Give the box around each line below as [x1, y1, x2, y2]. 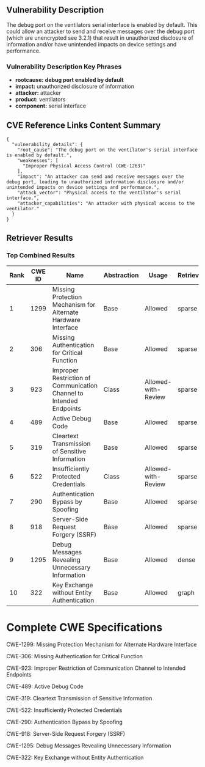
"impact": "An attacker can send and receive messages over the [17, 174, 184, 180]
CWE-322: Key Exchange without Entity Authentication [6, 754, 144, 761]
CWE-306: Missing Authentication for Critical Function [6, 652, 143, 659]
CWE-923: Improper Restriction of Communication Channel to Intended [6, 664, 186, 672]
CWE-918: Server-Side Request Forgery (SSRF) [6, 730, 126, 737]
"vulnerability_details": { [12, 141, 84, 147]
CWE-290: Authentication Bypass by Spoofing [6, 718, 123, 725]
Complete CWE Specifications [6, 620, 163, 634]
